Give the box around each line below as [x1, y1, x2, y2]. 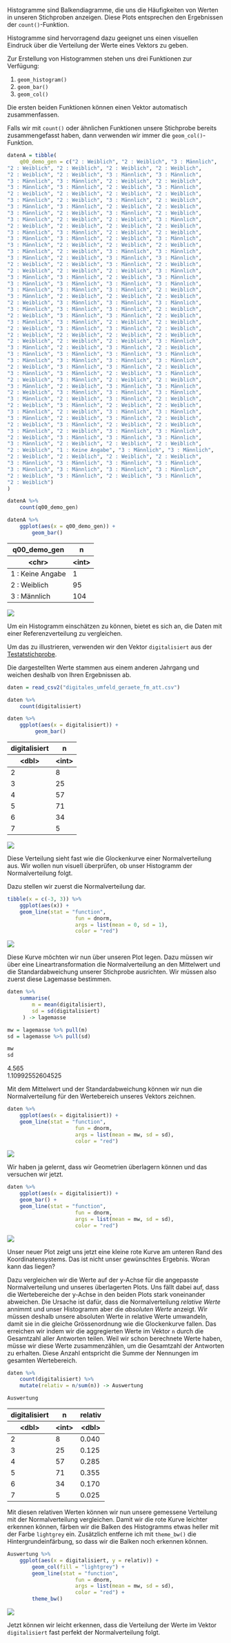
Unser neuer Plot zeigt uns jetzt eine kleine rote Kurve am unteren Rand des [7, 1247, 223, 1256]
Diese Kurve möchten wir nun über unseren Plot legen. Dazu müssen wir [7, 953, 214, 961]
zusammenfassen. [7, 110, 60, 119]
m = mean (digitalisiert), [32, 1001, 107, 1008]
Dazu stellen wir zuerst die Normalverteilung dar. [7, 883, 146, 890]
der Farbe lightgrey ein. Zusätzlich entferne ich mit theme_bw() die [7, 1530, 197, 1538]
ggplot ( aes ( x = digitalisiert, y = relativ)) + [19, 1557, 159, 1564]
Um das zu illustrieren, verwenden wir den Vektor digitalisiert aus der [7, 643, 212, 651]
